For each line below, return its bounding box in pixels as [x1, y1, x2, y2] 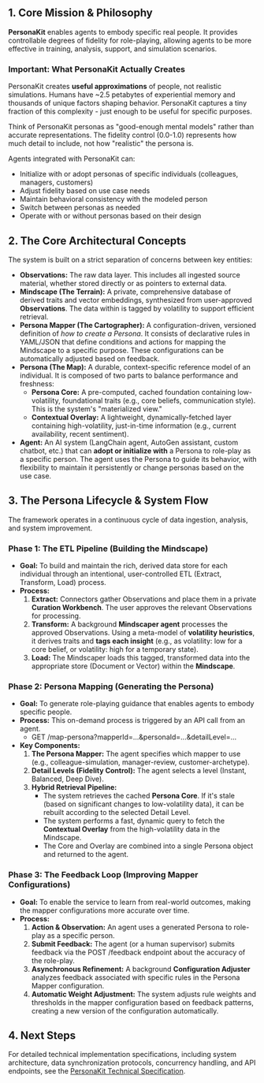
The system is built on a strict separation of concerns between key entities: [8, 255, 253, 264]
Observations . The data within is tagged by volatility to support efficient [19, 303, 255, 313]
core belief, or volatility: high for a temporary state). [31, 645, 199, 654]
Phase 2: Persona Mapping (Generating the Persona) [8, 681, 214, 692]
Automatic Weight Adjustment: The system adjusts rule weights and [31, 989, 256, 999]
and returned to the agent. [43, 850, 128, 859]
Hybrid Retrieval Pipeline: [31, 783, 117, 792]
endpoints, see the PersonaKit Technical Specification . [8, 1066, 186, 1076]
